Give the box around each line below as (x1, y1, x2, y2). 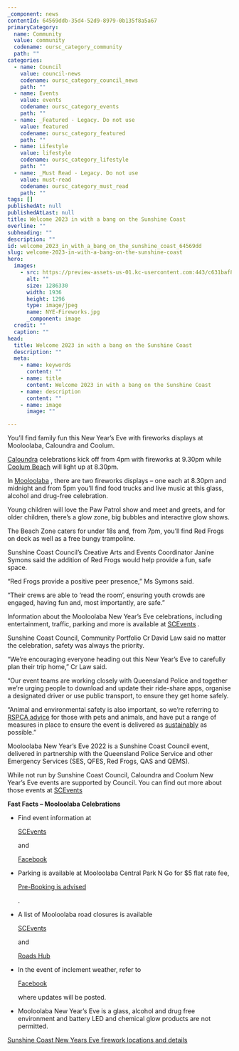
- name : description (20, 388, 81, 395)
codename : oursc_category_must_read (20, 182, 129, 190)
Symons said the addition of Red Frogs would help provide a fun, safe (7, 556, 211, 564)
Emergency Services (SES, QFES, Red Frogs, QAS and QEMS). (7, 757, 190, 766)
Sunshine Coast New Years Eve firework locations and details (7, 1036, 188, 1045)
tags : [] (7, 196, 33, 203)
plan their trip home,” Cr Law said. (7, 663, 107, 671)
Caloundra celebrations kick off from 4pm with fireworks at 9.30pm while (7, 455, 222, 464)
